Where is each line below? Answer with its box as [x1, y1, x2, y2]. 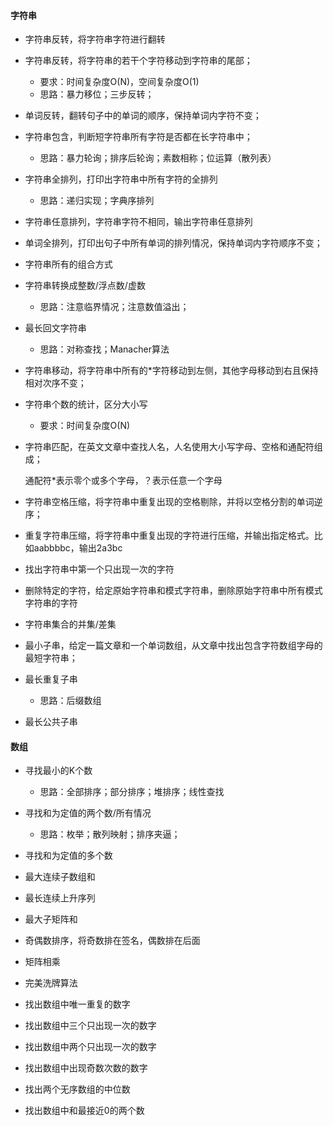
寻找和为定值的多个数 [24, 850, 113, 862]
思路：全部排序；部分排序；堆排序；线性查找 [39, 786, 225, 798]
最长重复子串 [24, 673, 78, 685]
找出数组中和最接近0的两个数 [24, 1105, 145, 1117]
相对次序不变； [24, 377, 87, 389]
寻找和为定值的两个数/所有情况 [24, 807, 152, 819]
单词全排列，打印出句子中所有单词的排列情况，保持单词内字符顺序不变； [24, 237, 323, 249]
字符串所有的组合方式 [24, 258, 113, 270]
